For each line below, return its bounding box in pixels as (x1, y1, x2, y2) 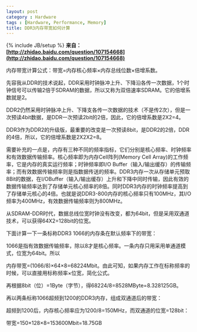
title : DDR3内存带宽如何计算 (6, 25, 71, 31)
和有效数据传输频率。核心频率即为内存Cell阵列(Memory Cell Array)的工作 (6, 153, 183, 160)
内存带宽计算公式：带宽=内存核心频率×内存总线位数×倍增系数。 (6, 67, 161, 74)
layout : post (6, 8, 38, 15)
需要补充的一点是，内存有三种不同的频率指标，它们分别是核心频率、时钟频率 (6, 146, 192, 153)
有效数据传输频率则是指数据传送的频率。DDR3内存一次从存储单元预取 (21, 168, 190, 175)
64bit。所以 (31, 250, 61, 257)
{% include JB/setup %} (6, 42, 65, 49)
